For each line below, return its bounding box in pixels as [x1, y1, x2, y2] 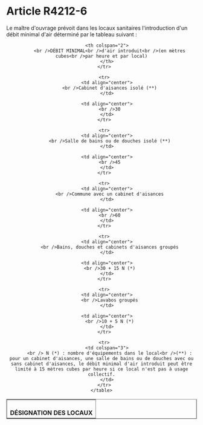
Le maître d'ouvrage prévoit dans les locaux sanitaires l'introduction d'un [6, 24, 188, 32]
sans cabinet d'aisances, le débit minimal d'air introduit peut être [11, 361, 192, 367]
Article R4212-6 [6, 4, 88, 18]
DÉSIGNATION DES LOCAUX [10, 408, 93, 417]
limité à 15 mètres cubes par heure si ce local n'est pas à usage [14, 366, 188, 372]
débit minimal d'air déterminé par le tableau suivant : [6, 30, 137, 38]
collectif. [88, 371, 115, 377]
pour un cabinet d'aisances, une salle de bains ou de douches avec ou [9, 355, 194, 361]
